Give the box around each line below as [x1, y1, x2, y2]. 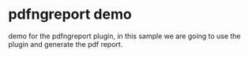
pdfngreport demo [8, 5, 132, 23]
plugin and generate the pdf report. [8, 39, 123, 48]
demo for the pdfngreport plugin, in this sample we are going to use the [8, 31, 241, 41]
